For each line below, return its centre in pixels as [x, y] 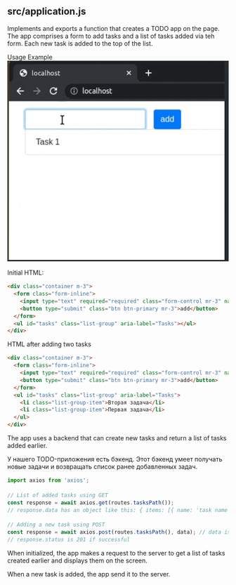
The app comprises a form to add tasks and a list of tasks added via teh [111, 36]
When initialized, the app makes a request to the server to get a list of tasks [116, 553]
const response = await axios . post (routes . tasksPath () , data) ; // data [114, 532]
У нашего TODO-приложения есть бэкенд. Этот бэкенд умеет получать [115, 459]
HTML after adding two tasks [49, 344]
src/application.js [47, 12]
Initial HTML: [26, 272]
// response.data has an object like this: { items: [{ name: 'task [110, 510]
